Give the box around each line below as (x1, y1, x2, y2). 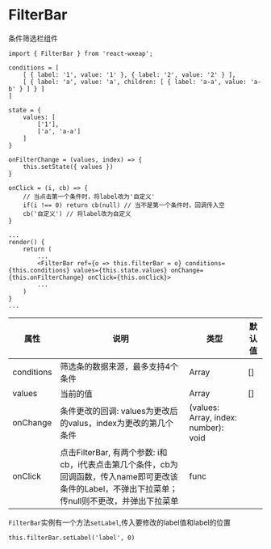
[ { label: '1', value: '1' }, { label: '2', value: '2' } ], (23, 70, 236, 78)
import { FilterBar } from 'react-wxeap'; (8, 49, 153, 57)
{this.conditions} (8, 266, 70, 274)
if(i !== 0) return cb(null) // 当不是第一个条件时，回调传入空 (23, 201, 225, 209)
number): (189, 422, 224, 433)
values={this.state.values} (73, 266, 168, 274)
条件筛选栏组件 (8, 33, 58, 43)
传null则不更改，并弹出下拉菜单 (60, 495, 179, 506)
